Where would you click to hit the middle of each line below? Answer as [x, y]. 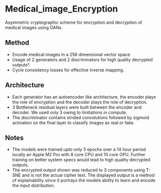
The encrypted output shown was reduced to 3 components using [78, 170]
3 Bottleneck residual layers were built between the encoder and [77, 107]
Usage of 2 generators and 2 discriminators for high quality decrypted [82, 60]
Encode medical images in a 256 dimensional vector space [71, 54]
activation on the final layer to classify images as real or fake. [73, 123]
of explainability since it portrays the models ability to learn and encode [84, 180]
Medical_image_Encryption [62, 9]
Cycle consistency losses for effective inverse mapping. [68, 70]
